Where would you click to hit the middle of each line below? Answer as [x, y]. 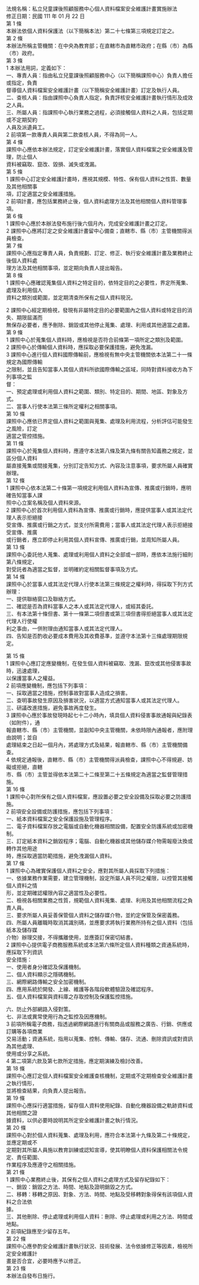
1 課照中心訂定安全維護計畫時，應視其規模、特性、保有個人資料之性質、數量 [99, 179]
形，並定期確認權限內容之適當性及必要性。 [58, 893]
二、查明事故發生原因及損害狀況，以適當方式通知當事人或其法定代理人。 [94, 700]
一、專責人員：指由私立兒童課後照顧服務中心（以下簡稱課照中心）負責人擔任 [99, 75]
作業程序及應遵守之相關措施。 [42, 1165]
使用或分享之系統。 [30, 1054]
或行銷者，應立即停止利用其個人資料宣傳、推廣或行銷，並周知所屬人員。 [94, 540]
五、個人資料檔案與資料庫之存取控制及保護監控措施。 [71, 996]
